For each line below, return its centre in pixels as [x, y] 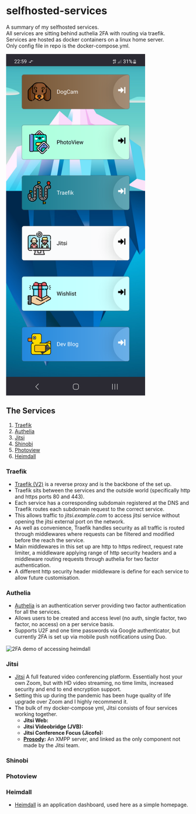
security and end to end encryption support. [68, 689]
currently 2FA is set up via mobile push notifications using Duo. [91, 637]
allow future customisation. [47, 577]
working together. [36, 714]
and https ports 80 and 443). [49, 496]
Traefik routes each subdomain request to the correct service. [90, 509]
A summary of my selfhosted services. [53, 27]
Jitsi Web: [36, 721]
